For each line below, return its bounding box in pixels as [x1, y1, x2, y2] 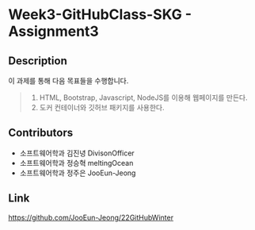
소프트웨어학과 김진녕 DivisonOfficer [19, 148, 135, 158]
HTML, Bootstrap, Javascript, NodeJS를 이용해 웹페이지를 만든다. [39, 93, 248, 102]
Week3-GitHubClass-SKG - [8, 6, 192, 24]
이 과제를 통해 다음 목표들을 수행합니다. [8, 76, 129, 85]
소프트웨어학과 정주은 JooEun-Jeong [19, 168, 136, 178]
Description [8, 54, 67, 67]
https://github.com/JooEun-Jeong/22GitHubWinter [8, 213, 174, 222]
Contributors [8, 126, 74, 140]
